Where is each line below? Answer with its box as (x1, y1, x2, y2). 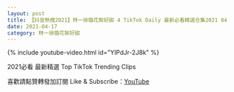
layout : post (7, 10, 45, 17)
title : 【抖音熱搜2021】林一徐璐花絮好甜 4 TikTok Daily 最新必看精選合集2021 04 (7, 17, 228, 24)
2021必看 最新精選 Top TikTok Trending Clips (7, 63, 136, 71)
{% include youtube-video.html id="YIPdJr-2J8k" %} (7, 48, 159, 57)
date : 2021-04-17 (7, 23, 58, 30)
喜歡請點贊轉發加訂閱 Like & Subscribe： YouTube (7, 77, 150, 86)
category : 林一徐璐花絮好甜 (7, 29, 80, 37)
